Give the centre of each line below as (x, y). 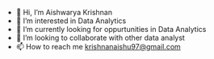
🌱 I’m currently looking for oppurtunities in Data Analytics (111, 29)
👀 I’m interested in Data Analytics (71, 21)
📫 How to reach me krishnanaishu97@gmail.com (99, 47)
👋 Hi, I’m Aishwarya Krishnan (64, 12)
